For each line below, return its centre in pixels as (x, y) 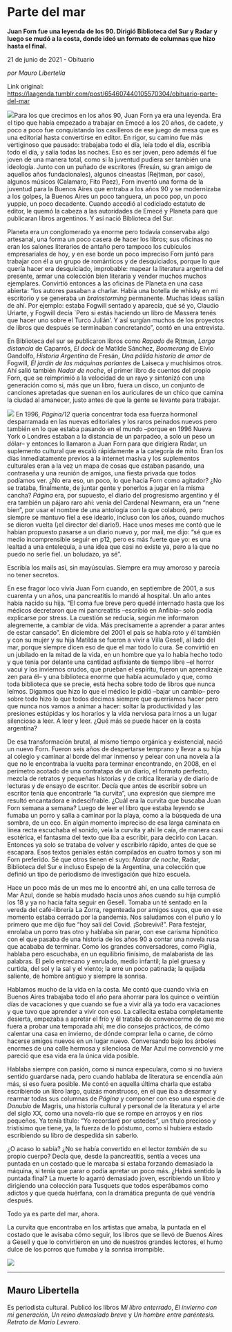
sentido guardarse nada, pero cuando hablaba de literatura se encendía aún (115, 1076)
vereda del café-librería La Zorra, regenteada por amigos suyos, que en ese (115, 909)
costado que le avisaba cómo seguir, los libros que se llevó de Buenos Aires (115, 1234)
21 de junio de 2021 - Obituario (51, 59)
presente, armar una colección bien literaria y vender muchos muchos (107, 276)
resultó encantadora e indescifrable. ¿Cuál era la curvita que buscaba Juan (114, 800)
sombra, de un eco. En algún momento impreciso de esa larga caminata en (114, 823)
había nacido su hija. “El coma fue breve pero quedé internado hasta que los (116, 603)
